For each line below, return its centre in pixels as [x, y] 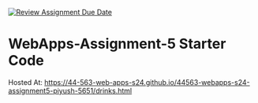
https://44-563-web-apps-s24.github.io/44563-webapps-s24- [147, 82]
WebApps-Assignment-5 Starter [117, 44]
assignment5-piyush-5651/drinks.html [70, 90]
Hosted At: [26, 82]
